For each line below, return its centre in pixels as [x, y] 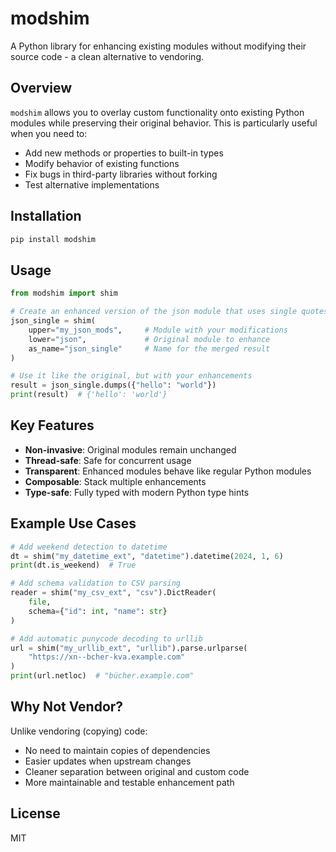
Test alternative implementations [92, 184]
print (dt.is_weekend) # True [73, 565]
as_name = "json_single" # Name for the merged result [149, 348]
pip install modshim [53, 239]
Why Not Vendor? [67, 707]
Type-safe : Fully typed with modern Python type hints [137, 492]
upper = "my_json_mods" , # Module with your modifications [158, 330]
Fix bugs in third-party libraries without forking [121, 174]
